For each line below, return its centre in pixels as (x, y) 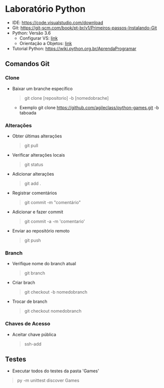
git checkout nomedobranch (53, 311)
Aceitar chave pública (34, 334)
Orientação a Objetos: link (46, 43)
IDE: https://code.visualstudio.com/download (58, 23)
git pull (31, 145)
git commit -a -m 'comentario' (55, 221)
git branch (35, 273)
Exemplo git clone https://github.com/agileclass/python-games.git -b (89, 107)
